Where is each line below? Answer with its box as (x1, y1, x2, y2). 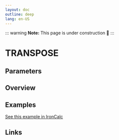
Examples (5, 100, 36, 109)
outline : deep (5, 12, 35, 17)
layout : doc (5, 7, 30, 12)
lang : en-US (5, 16, 30, 21)
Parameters (5, 67, 42, 75)
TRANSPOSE (5, 47, 59, 58)
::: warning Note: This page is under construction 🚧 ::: (5, 30, 115, 36)
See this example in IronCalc (5, 114, 63, 120)
